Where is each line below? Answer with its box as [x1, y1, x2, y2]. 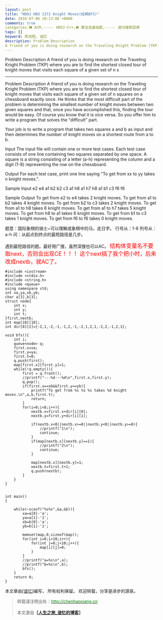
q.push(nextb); [31, 469, 62, 473]
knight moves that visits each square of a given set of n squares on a [5, 91, 143, 97]
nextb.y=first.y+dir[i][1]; [31, 413, 88, 418]
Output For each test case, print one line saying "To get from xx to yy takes [5, 171, 155, 177]
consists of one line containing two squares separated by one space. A [5, 151, 147, 157]
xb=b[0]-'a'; [22, 520, 49, 524]
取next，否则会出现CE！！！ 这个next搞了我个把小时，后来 [5, 250, 157, 257]
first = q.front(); [22, 371, 62, 376]
